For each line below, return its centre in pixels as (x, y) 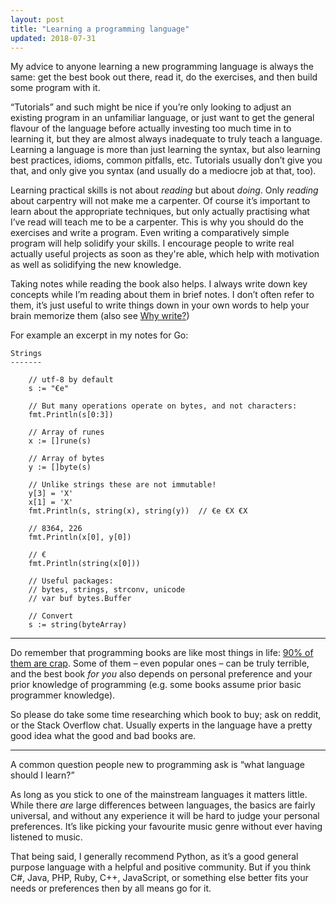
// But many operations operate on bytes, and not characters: (163, 406)
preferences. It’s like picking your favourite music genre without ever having (166, 827)
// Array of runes (66, 432)
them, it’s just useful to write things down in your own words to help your (160, 305)
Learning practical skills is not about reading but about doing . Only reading (164, 190)
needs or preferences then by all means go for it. (111, 888)
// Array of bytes (66, 459)
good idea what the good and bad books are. (103, 736)
